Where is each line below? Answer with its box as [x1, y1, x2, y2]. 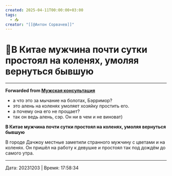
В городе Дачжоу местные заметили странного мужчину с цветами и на [5, 139, 165, 145]
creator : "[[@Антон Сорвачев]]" [5, 22, 74, 27]
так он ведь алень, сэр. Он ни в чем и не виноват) [12, 114, 123, 120]
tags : [5, 12, 17, 17]
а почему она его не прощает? [12, 108, 80, 114]
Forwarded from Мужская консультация [5, 88, 96, 94]
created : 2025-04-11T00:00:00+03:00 [5, 7, 83, 13]
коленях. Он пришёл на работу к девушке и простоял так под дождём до [5, 145, 166, 151]
